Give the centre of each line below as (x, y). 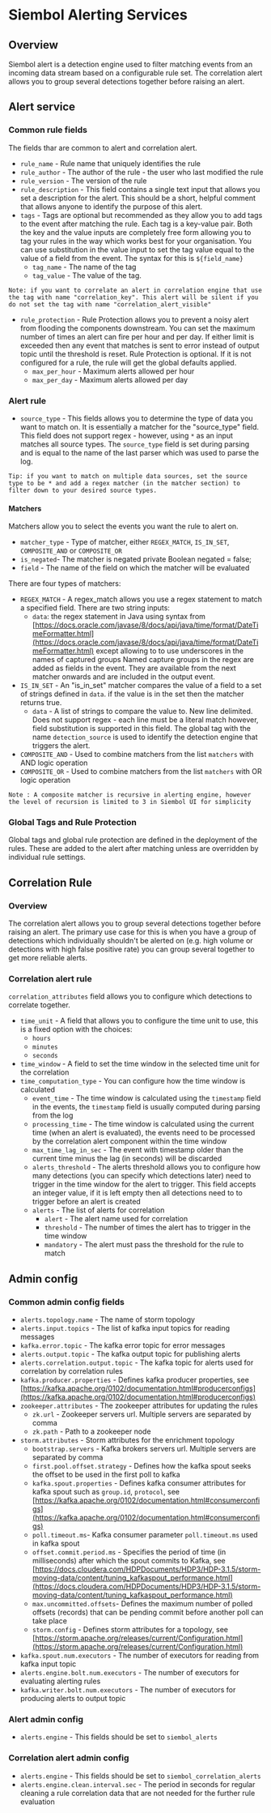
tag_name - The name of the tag (84, 267)
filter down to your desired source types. (83, 490)
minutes (45, 1047)
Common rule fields (48, 130)
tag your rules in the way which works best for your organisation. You (136, 241)
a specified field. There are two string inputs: (95, 608)
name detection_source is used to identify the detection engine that (145, 737)
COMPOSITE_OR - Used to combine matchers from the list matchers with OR (141, 772)
